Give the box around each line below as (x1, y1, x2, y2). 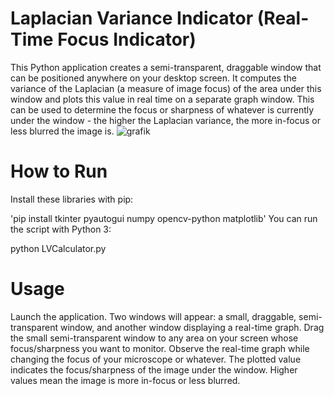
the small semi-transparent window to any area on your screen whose (10, 332, 299, 344)
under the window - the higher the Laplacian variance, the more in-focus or (10, 114, 321, 126)
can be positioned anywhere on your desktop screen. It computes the (10, 72, 297, 84)
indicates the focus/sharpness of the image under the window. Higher (10, 363, 298, 376)
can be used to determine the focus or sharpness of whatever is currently (10, 103, 315, 116)
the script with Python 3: (10, 223, 112, 235)
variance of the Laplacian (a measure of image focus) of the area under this (10, 82, 322, 94)
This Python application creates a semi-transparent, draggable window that (10, 61, 322, 73)
